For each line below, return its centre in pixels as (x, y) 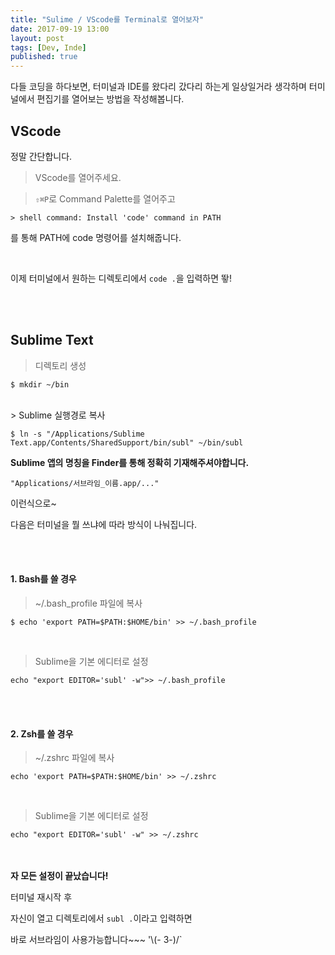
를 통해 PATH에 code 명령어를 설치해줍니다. (96, 237)
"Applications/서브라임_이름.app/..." (85, 483)
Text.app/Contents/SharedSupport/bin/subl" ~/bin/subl (127, 442)
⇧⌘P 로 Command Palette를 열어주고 (105, 198)
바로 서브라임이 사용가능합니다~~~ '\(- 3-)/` (96, 940)
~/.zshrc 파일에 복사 (74, 758)
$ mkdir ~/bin (40, 384)
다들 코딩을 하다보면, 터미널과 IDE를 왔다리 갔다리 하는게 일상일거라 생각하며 (158, 87)
